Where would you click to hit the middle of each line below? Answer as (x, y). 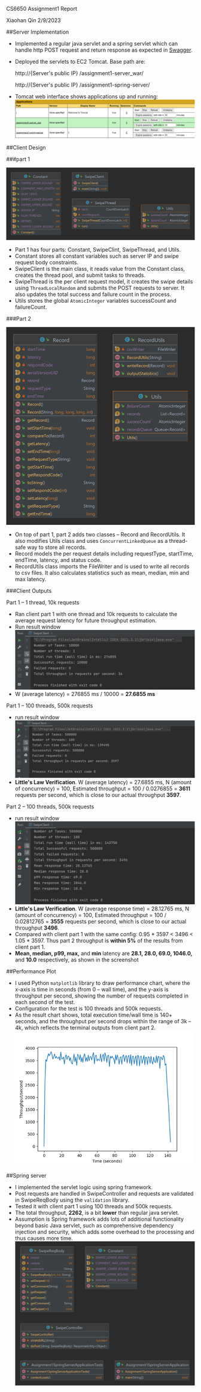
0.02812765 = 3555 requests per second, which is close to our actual (100, 921)
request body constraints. (47, 262)
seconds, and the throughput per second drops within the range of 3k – (103, 1021)
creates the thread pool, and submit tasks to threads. (80, 275)
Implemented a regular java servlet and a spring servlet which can (96, 44)
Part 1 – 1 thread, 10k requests (43, 602)
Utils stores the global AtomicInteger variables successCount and (95, 300)
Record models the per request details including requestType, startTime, (104, 553)
